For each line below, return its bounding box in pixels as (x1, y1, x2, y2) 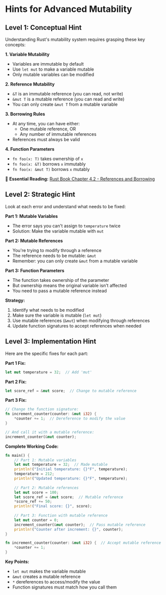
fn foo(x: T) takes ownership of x (12, 156, 83, 162)
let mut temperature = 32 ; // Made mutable (14, 462, 108, 467)
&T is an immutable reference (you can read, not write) (12, 91, 123, 96)
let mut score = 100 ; (14, 490, 59, 495)
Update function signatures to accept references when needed (12, 323, 142, 329)
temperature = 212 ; (14, 471, 55, 477)
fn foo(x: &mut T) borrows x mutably (12, 167, 90, 172)
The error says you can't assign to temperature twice (12, 223, 121, 229)
